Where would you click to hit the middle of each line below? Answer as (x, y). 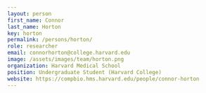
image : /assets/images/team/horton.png (66, 59)
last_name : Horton (34, 27)
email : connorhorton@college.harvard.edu (69, 53)
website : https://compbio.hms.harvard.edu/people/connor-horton (103, 79)
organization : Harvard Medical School (64, 66)
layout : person (30, 14)
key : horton (25, 33)
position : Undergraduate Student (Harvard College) (84, 72)
